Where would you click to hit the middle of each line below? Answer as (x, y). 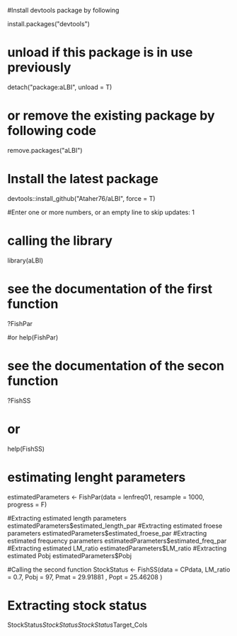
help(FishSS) (26, 449)
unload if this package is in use (100, 53)
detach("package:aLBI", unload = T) (60, 87)
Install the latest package (83, 179)
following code (52, 131)
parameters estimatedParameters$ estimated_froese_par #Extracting (107, 533)
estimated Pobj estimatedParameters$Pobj (70, 555)
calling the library (60, 241)
